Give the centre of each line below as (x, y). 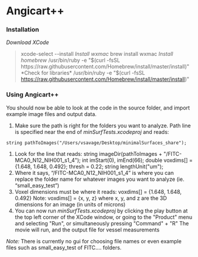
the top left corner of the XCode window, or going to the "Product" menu (103, 217)
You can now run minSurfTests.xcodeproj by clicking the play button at (101, 211)
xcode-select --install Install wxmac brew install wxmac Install (97, 54)
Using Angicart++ (33, 95)
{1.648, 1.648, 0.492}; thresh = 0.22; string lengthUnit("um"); (89, 166)
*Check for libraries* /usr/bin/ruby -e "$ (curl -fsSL (83, 73)
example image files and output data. (51, 114)
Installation (23, 30)
